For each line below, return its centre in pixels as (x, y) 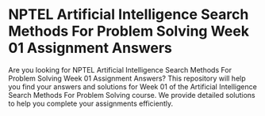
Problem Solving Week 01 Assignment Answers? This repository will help (127, 78)
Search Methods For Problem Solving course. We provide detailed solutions (132, 95)
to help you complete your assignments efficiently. (90, 103)
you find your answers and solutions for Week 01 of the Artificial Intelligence (133, 86)
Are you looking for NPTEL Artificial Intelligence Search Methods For (120, 69)
